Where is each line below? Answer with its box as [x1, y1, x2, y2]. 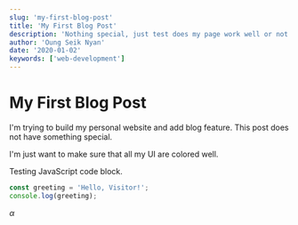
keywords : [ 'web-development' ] [9, 54, 125, 63]
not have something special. [9, 131, 113, 142]
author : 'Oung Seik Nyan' [9, 37, 105, 47]
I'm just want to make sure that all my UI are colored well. [9, 149, 219, 159]
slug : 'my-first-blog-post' [9, 12, 114, 22]
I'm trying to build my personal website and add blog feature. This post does [9, 122, 289, 133]
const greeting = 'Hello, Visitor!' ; [9, 183, 149, 192]
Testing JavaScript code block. [9, 165, 123, 176]
